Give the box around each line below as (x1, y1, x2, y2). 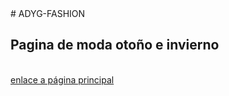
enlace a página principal (10, 73, 115, 86)
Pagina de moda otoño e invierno (10, 37, 220, 54)
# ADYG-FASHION (10, 8, 86, 19)
